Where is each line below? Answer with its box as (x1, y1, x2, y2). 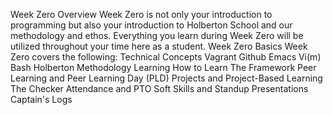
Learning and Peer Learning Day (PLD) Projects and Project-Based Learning (10, 72, 323, 84)
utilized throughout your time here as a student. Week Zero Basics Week (10, 40, 308, 52)
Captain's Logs (10, 94, 73, 105)
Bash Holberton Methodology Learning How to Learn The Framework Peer (10, 62, 317, 73)
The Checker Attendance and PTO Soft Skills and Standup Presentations (10, 83, 309, 94)
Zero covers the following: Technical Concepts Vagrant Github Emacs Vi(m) (10, 51, 322, 63)
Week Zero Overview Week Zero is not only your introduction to (10, 9, 273, 20)
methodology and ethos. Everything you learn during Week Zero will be (10, 30, 304, 41)
